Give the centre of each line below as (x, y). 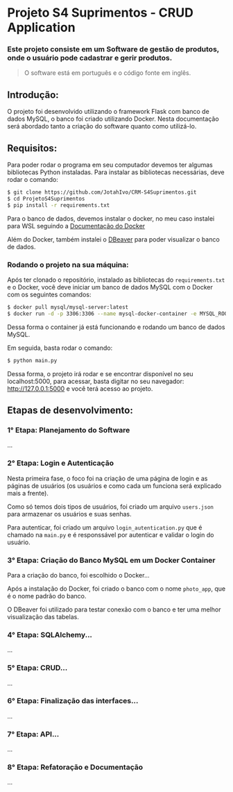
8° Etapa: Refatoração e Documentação (75, 767)
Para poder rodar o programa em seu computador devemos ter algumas (110, 165)
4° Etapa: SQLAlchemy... (50, 634)
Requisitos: (32, 148)
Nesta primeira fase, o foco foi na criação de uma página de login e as (107, 478)
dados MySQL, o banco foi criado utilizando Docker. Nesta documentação (113, 119)
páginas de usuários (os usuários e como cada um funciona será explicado (114, 486)
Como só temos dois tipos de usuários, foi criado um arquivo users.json (110, 506)
